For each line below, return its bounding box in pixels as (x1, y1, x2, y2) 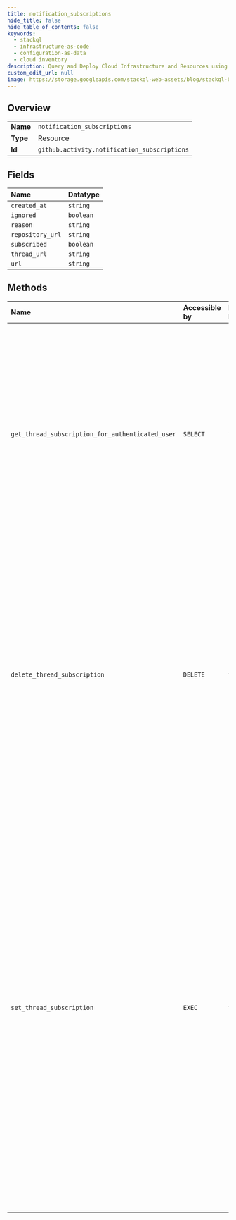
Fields (7, 168, 35, 180)
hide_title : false (7, 17, 61, 24)
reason (11, 221, 33, 229)
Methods (7, 282, 48, 294)
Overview (7, 101, 51, 113)
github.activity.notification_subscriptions (37, 146, 190, 154)
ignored (11, 211, 37, 219)
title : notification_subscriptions (7, 10, 112, 18)
